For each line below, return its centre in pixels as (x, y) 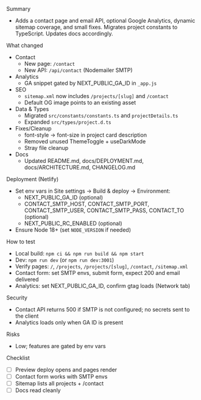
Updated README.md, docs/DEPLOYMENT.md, (84, 161)
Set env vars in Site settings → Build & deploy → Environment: (93, 191)
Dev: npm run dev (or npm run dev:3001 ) (65, 260)
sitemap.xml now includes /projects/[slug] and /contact (96, 96)
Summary (19, 9)
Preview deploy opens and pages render (66, 370)
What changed (25, 45)
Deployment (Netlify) (33, 179)
